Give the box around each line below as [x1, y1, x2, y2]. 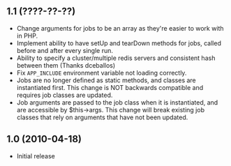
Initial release [16, 151, 55, 160]
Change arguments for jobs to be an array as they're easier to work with [16, 24, 224, 32]
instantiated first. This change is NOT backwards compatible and [16, 83, 204, 91]
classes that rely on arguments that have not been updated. [16, 113, 188, 121]
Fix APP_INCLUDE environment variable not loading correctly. [16, 68, 187, 77]
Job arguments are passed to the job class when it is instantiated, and [16, 98, 218, 107]
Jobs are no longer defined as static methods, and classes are [16, 76, 196, 84]
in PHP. [16, 31, 38, 40]
